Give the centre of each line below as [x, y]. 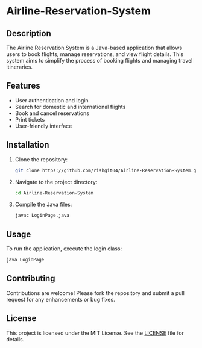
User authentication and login [52, 100]
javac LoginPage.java [42, 216]
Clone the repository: [41, 159]
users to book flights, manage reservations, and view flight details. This [95, 54]
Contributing [31, 278]
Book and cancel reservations [52, 113]
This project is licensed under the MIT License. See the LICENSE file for [95, 333]
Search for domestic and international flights [70, 107]
